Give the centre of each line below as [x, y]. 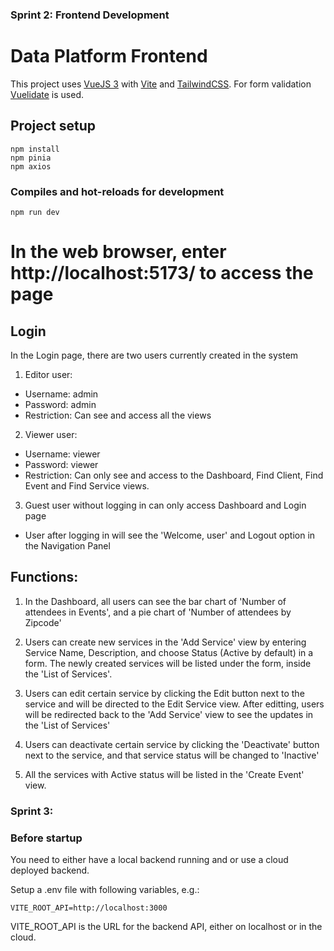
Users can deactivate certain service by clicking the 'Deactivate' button [172, 744]
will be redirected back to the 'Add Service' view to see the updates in [169, 714]
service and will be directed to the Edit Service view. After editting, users [174, 704]
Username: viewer [62, 454]
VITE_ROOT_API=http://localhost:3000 [89, 908]
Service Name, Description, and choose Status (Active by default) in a [169, 652]
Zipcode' [43, 622]
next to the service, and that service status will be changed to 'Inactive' [172, 755]
